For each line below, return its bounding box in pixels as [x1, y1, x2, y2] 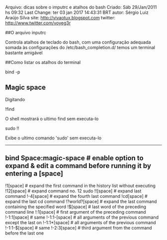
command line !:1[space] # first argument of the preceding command [5, 209, 146, 215]
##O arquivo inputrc [5, 30, 46, 35]
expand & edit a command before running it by [5, 162, 152, 170]
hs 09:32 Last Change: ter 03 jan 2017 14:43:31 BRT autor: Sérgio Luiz [5, 9, 149, 15]
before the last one [5, 230, 44, 236]
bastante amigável [5, 50, 43, 56]
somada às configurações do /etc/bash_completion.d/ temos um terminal [5, 45, 156, 50]
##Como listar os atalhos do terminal [5, 60, 81, 65]
